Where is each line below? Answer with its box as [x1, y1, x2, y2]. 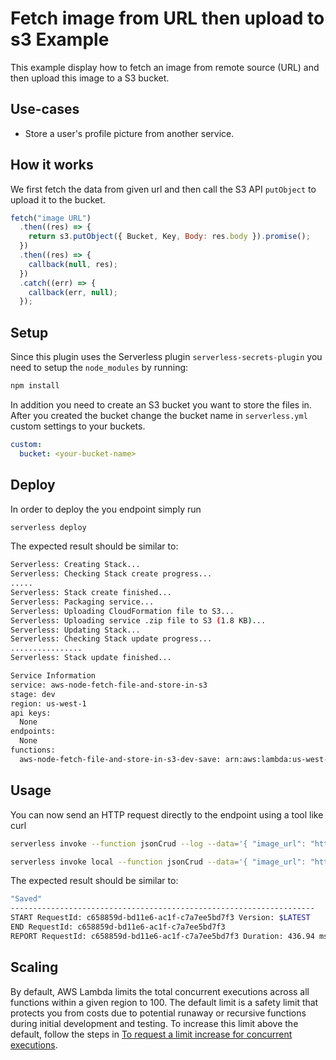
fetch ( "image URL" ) [10, 213, 92, 223]
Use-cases [10, 101, 80, 118]
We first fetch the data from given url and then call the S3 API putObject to [10, 183, 317, 195]
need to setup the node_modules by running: [10, 362, 189, 374]
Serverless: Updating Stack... [10, 625, 141, 635]
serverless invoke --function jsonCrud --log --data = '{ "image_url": [10, 838, 307, 849]
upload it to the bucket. [10, 193, 106, 206]
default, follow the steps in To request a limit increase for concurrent [10, 1028, 293, 1040]
